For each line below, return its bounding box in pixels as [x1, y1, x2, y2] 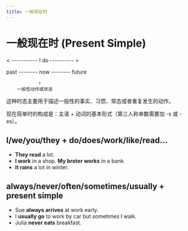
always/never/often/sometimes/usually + [6, 181, 165, 192]
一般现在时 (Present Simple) [6, 37, 147, 50]
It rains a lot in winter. [14, 164, 69, 171]
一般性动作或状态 [17, 86, 53, 92]
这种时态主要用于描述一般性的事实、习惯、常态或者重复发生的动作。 [6, 97, 174, 105]
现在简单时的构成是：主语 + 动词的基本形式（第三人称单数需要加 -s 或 [6, 110, 178, 117]
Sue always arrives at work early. [14, 206, 99, 214]
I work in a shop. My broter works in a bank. [14, 157, 126, 165]
